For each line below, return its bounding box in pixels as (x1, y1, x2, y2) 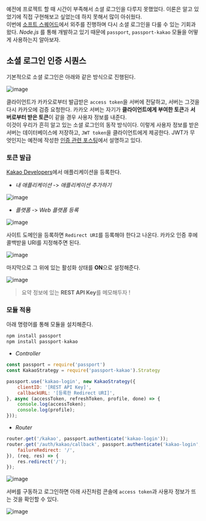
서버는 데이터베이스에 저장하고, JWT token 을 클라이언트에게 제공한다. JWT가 (6, 128, 189, 136)
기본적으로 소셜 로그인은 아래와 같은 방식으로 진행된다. (6, 73, 136, 80)
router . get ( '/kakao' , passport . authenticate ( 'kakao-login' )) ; (6, 436, 169, 442)
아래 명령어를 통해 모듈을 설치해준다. (6, 321, 93, 328)
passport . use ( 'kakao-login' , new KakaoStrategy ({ (6, 378, 136, 385)
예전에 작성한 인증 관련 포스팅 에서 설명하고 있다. (27, 136, 142, 144)
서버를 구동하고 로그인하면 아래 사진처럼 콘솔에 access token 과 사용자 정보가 (6, 488, 190, 495)
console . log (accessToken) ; (17, 401, 86, 407)
